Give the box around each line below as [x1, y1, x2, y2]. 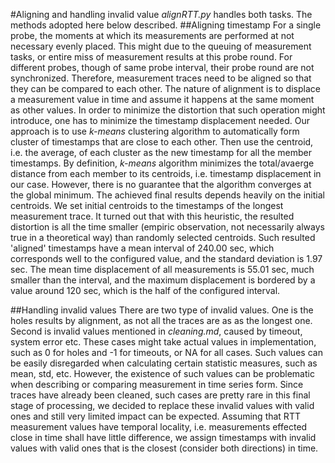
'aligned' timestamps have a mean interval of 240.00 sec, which [10, 242, 275, 254]
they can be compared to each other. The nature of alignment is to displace [10, 83, 321, 94]
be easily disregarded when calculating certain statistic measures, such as [10, 357, 318, 369]
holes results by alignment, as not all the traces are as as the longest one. [10, 315, 313, 326]
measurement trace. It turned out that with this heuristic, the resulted [10, 210, 295, 222]
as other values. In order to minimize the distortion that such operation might [10, 104, 326, 116]
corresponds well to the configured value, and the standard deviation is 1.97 [10, 253, 323, 264]
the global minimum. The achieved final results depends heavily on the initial [10, 189, 325, 201]
